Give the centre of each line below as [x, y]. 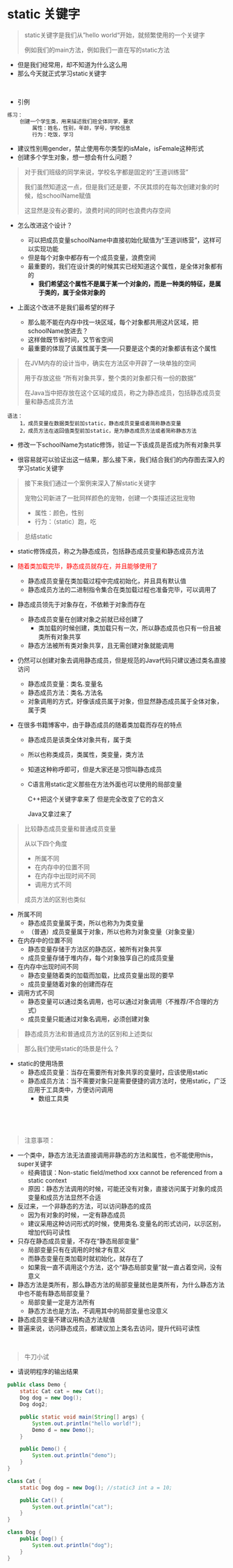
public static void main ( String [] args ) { [82, 1417]
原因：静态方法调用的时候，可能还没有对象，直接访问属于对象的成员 [125, 1189]
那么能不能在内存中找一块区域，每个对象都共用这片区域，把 [113, 323]
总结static [38, 537]
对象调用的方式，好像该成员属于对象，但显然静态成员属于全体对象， [125, 702]
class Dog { [24, 1532]
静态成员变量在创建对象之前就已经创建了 [86, 619]
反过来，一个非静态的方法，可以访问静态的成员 [84, 1206]
